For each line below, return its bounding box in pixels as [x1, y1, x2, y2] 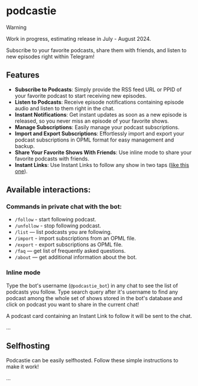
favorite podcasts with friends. [14, 155, 90, 162]
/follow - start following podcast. [14, 216, 96, 223]
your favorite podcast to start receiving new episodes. [14, 92, 147, 99]
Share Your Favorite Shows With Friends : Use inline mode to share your [14, 149, 192, 156]
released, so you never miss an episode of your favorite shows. [14, 117, 170, 124]
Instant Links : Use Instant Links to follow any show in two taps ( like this [14, 161, 189, 168]
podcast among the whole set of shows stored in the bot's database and [6, 294, 183, 301]
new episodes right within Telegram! [6, 53, 95, 60]
